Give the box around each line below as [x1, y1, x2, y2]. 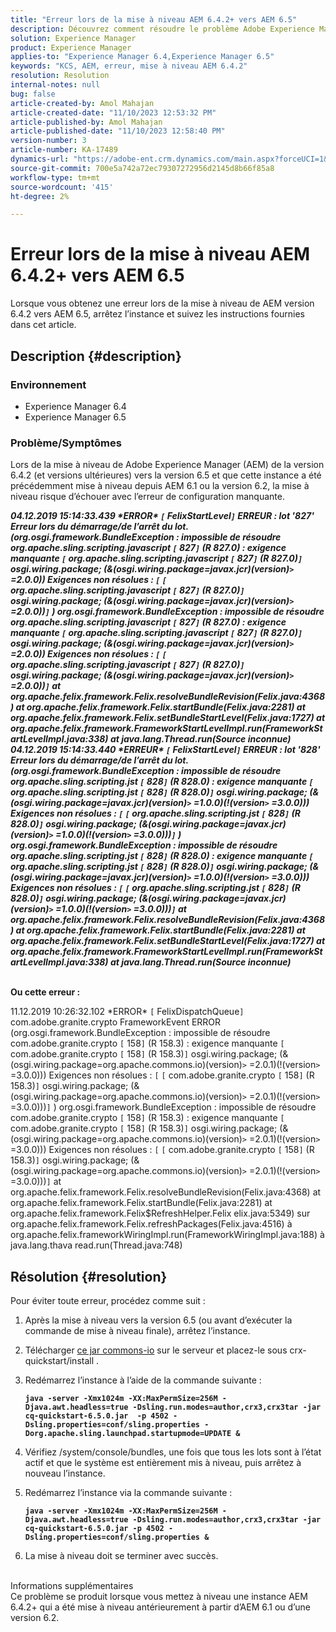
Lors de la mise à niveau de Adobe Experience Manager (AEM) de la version [10, 459, 325, 471]
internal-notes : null [10, 80, 101, 90]
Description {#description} [10, 347, 182, 365]
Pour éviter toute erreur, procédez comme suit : [10, 1294, 206, 1306]
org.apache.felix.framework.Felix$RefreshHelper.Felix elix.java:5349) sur [10, 1207, 311, 1220]
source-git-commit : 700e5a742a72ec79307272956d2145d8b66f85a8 [10, 163, 275, 173]
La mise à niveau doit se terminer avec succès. [24, 1549, 219, 1561]
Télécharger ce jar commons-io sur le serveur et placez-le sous [24, 1344, 288, 1356]
